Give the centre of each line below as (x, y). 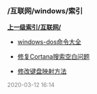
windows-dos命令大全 (49, 42)
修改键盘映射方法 (42, 71)
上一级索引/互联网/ (34, 27)
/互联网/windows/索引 (45, 10)
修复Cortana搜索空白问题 (53, 57)
